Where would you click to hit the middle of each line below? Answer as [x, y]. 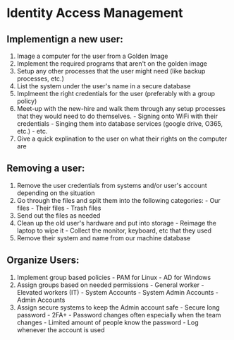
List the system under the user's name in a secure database [104, 86]
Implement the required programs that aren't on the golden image [112, 64]
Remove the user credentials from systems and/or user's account [112, 185]
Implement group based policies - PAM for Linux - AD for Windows [114, 277]
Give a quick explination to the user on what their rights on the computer [122, 139]
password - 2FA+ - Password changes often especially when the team [119, 315]
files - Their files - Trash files [59, 208]
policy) [27, 101]
